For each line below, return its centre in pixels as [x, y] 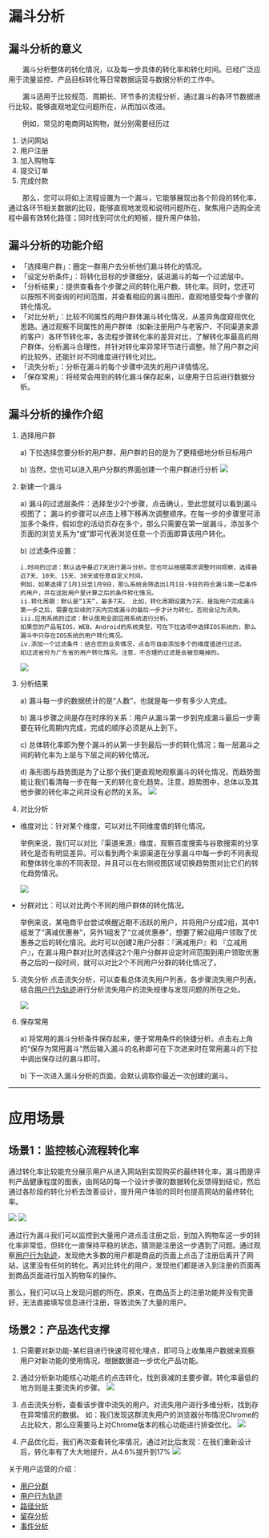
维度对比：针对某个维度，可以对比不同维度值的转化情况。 [114, 826]
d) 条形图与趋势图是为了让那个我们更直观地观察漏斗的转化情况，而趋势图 [140, 772]
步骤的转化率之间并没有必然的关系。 [86, 792]
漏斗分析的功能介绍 [56, 246]
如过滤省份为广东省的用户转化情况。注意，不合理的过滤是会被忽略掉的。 [121, 652]
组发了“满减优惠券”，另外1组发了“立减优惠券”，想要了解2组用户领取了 [135, 932]
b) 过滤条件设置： [49, 550]
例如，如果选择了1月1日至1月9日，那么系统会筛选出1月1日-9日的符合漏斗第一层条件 [139, 584]
